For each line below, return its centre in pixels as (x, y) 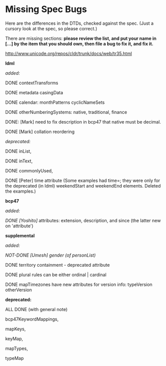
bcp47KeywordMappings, (32, 319)
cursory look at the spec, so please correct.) (51, 28)
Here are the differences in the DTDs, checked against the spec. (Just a (79, 23)
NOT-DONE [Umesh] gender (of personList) (51, 255)
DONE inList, (18, 151)
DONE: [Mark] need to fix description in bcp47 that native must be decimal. (83, 121)
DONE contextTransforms (32, 83)
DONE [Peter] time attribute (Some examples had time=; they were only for (83, 180)
